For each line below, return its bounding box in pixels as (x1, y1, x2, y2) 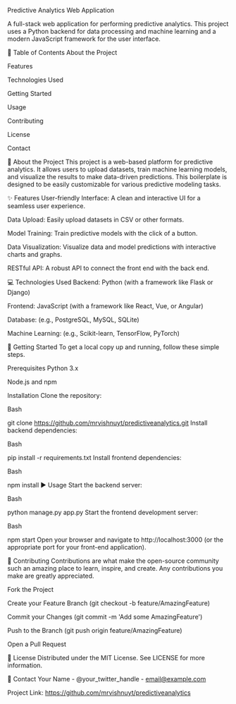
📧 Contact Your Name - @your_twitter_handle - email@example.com (7, 675, 206, 683)
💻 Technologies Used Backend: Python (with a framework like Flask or (7, 278, 213, 286)
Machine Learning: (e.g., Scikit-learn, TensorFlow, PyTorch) (7, 329, 180, 337)
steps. (7, 351, 25, 358)
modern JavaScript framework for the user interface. (7, 35, 161, 43)
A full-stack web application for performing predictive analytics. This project (7, 20, 229, 28)
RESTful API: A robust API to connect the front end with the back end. (7, 264, 210, 272)
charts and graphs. (7, 250, 63, 258)
